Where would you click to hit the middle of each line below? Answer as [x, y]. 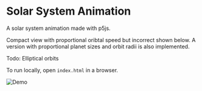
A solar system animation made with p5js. [58, 28]
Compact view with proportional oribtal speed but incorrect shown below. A [101, 40]
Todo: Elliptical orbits [33, 58]
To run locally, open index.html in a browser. [62, 70]
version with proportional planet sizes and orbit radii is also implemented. [98, 46]
